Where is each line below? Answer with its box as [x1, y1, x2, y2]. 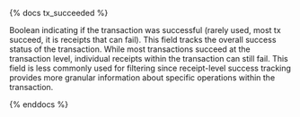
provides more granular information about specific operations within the [9, 72, 276, 83]
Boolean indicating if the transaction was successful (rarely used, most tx [9, 25, 281, 35]
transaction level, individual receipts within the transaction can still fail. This [9, 54, 289, 63]
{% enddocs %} [9, 99, 69, 110]
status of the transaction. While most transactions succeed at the [9, 44, 251, 54]
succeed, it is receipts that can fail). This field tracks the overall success [9, 35, 277, 45]
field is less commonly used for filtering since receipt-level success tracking [9, 63, 292, 73]
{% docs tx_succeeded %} [9, 8, 109, 18]
